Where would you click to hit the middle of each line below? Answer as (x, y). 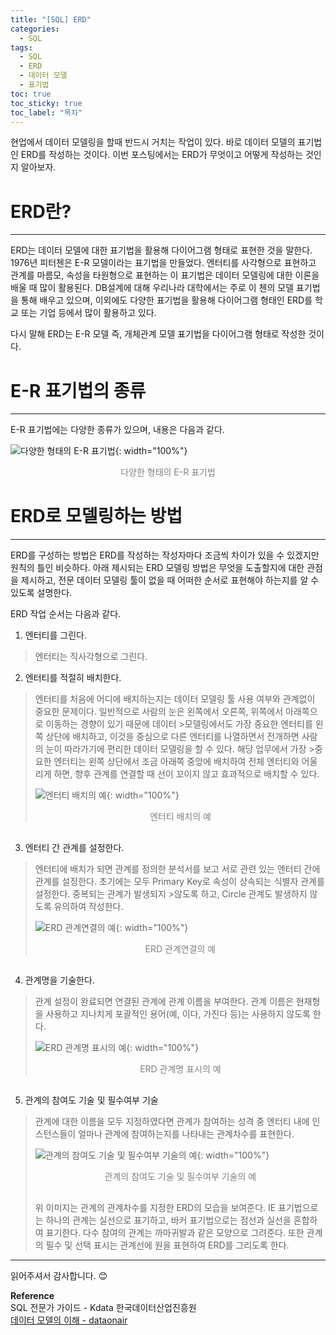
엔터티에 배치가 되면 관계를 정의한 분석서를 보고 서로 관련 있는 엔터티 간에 (177, 869)
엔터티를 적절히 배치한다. (73, 678)
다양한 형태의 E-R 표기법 (168, 472)
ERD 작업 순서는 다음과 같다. (66, 614)
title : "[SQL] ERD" (51, 19)
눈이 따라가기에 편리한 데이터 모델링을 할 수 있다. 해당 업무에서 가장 (176, 749)
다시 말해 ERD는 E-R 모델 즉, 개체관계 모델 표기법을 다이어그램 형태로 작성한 (158, 334)
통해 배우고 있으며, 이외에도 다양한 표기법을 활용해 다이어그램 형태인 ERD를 (166, 300)
